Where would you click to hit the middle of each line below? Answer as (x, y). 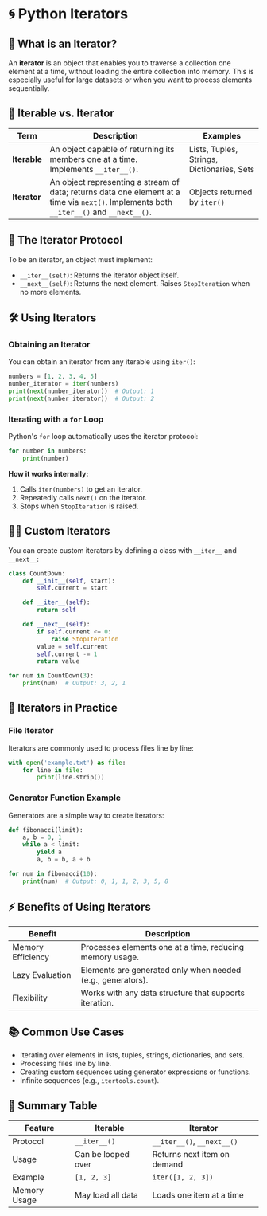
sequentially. (29, 88)
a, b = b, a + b (64, 860)
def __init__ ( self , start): (69, 581)
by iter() (207, 202)
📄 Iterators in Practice (63, 708)
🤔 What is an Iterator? (63, 43)
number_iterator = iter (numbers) (64, 384)
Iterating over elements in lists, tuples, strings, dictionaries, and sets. (132, 1055)
